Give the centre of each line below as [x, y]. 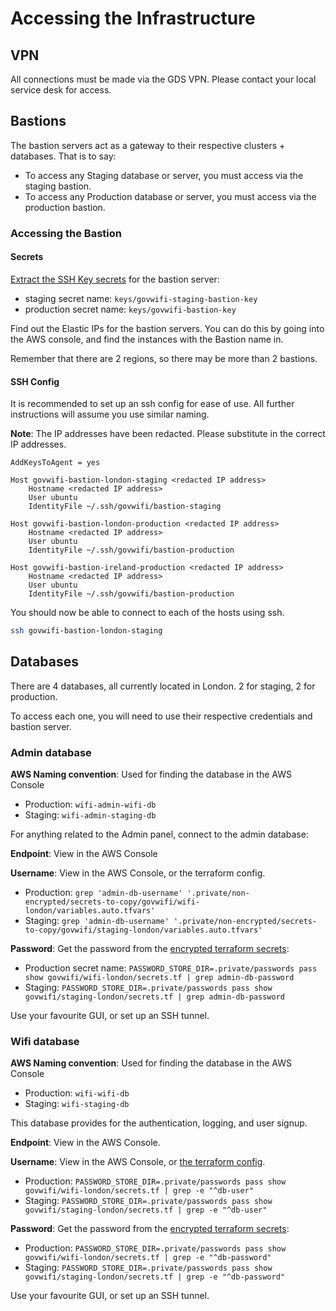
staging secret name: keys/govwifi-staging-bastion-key [141, 298]
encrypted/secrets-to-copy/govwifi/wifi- [112, 902]
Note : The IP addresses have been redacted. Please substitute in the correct [168, 434]
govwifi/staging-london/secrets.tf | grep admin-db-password [155, 997]
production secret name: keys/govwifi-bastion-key [130, 309]
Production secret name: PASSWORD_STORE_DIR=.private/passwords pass [171, 968]
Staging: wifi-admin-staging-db [90, 815]
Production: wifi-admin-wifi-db [90, 804]
